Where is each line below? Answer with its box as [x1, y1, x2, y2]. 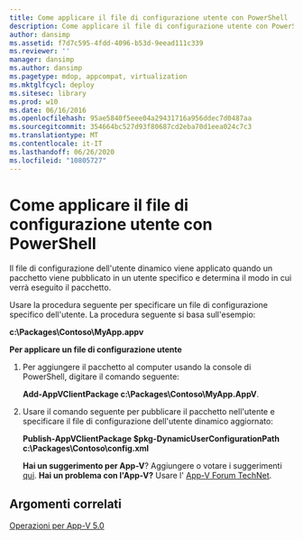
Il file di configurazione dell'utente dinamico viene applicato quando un [9, 263, 273, 274]
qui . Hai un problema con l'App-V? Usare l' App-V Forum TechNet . [22, 470, 272, 481]
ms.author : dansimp [9, 64, 83, 73]
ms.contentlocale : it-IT [9, 139, 103, 148]
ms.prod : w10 [9, 97, 59, 107]
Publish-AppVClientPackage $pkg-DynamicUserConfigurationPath [22, 433, 280, 444]
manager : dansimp [9, 55, 75, 64]
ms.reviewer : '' [9, 47, 70, 56]
